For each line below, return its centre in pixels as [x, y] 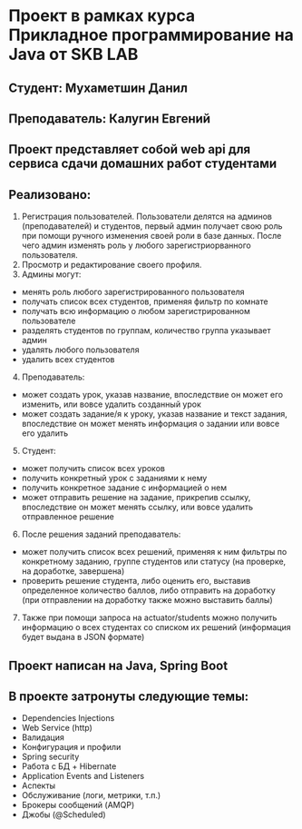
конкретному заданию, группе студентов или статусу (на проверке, [154, 562]
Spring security [50, 757]
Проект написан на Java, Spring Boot [118, 665]
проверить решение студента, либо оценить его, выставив [136, 581]
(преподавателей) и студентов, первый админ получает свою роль [152, 226]
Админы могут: [51, 274]
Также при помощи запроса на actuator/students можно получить [149, 617]
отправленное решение [68, 517]
